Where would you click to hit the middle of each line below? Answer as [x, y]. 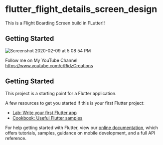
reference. [16, 138]
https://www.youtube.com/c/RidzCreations [49, 65]
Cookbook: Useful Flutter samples [47, 118]
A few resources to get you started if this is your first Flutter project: [75, 103]
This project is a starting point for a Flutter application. [61, 93]
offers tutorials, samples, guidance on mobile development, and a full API [80, 133]
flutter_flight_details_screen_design [81, 9]
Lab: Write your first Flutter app [45, 113]
